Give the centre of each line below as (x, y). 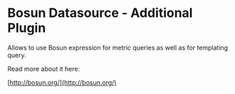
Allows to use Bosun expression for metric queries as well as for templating (118, 47)
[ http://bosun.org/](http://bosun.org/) (62, 82)
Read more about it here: (44, 69)
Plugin (27, 28)
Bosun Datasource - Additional (100, 13)
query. (17, 55)
